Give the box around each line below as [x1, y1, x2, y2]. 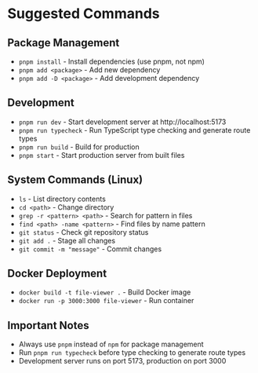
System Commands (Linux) [7, 174, 143, 187]
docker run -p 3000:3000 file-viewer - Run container [18, 296, 194, 305]
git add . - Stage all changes [18, 236, 115, 245]
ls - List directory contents [18, 194, 107, 203]
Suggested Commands [7, 5, 160, 23]
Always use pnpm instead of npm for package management [18, 339, 205, 349]
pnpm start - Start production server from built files [18, 150, 185, 159]
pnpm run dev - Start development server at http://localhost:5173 [18, 117, 227, 126]
